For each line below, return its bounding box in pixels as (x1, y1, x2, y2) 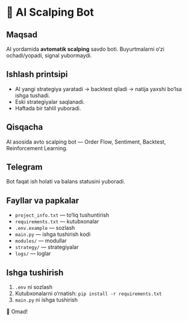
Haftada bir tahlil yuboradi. (14, 104, 81, 112)
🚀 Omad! (6, 308, 28, 316)
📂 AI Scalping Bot (6, 5, 95, 19)
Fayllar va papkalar (6, 195, 80, 206)
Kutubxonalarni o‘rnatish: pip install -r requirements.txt (14, 290, 162, 297)
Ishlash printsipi (6, 69, 68, 80)
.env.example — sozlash (14, 224, 75, 232)
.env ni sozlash (14, 284, 53, 291)
